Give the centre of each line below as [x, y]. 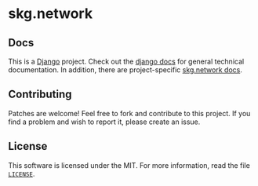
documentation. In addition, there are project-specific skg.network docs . [125, 70]
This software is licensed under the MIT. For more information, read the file [129, 165]
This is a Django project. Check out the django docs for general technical [126, 61]
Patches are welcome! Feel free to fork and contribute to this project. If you [129, 113]
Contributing [40, 95]
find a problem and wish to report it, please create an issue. [104, 122]
